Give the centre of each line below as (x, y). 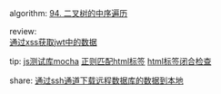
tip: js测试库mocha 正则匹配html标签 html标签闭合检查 (110, 61)
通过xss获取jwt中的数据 (53, 42)
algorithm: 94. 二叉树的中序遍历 (69, 13)
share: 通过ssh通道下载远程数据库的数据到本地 (96, 80)
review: (23, 31)
